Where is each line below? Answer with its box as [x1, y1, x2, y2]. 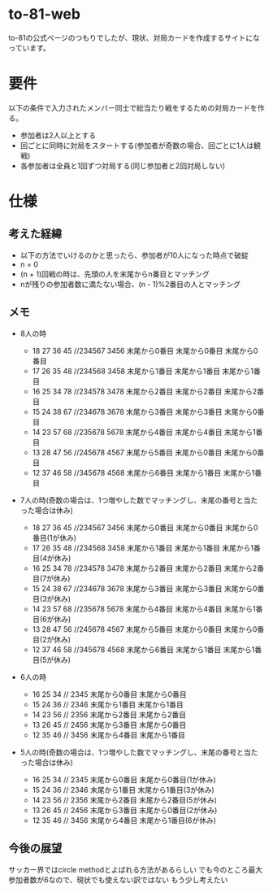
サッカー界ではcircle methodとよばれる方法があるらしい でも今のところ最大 [8, 864, 263, 874]
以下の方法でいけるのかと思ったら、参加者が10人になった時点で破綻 [19, 250, 249, 260]
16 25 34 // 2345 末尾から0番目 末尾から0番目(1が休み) [32, 774, 217, 785]
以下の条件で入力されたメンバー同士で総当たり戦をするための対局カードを [8, 102, 258, 112]
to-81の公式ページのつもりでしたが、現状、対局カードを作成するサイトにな [8, 33, 261, 42]
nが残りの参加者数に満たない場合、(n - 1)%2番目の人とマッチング [19, 279, 241, 289]
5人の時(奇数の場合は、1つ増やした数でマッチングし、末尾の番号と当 [19, 747, 251, 757]
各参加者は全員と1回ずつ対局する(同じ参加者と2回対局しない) [19, 160, 226, 171]
